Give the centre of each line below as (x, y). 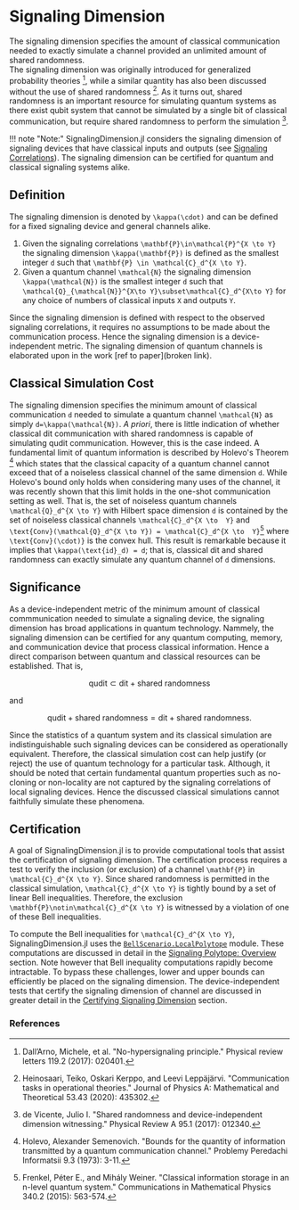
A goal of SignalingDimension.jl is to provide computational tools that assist (147, 851)
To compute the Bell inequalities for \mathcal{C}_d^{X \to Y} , (122, 934)
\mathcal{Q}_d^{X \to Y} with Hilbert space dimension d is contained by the (149, 511)
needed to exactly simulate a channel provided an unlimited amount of (138, 50)
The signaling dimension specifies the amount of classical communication (145, 41)
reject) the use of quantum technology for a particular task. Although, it (140, 763)
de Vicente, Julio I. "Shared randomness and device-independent (142, 1114)
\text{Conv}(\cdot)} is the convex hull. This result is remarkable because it (148, 540)
